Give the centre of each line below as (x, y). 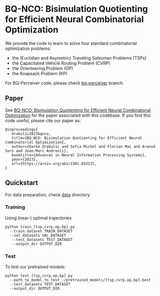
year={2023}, (25, 159)
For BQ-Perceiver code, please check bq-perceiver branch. (65, 83)
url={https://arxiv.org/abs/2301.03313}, (54, 164)
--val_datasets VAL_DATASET (38, 235)
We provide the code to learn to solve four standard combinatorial (71, 43)
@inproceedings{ (21, 129)
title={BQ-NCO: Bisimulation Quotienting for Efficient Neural (77, 138)
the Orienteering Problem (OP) (43, 68)
